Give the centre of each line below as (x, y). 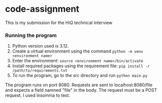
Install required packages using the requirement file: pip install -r (81, 66)
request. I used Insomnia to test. (38, 95)
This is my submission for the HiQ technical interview (59, 23)
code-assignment (42, 9)
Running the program (31, 35)
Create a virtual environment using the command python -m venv (78, 51)
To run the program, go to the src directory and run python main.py (80, 76)
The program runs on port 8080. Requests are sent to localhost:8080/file (79, 85)
